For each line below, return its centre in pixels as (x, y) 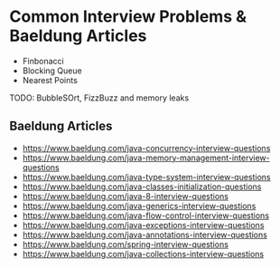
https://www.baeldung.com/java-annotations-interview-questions (145, 234)
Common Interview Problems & (128, 17)
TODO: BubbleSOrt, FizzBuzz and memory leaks (99, 98)
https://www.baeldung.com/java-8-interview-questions (125, 196)
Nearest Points (50, 80)
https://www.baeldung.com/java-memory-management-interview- (146, 158)
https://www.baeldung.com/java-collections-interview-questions (143, 254)
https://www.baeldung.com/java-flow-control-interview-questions (145, 215)
